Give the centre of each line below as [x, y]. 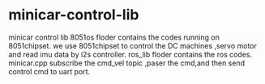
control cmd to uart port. [49, 71]
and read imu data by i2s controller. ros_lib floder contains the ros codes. [130, 54]
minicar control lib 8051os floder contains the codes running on [114, 37]
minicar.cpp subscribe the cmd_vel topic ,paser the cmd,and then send [127, 63]
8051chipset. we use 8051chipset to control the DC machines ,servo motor [133, 45]
